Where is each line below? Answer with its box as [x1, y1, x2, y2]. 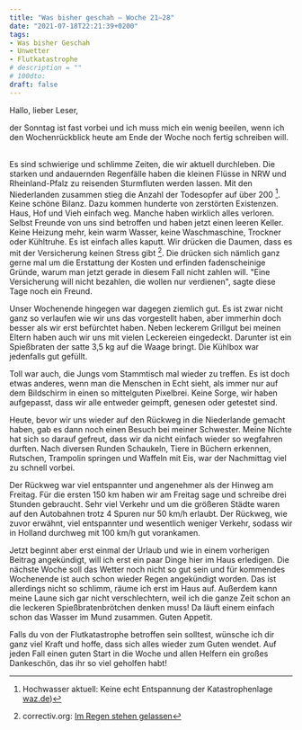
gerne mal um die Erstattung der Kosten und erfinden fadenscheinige [9, 257, 266, 268]
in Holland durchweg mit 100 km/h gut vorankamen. [9, 527, 200, 538]
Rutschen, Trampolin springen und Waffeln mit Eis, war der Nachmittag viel [9, 452, 288, 463]
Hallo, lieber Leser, [9, 104, 79, 115]
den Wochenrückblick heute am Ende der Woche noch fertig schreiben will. [9, 131, 289, 142]
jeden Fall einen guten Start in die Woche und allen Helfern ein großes [9, 648, 269, 659]
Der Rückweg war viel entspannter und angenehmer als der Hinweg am [9, 479, 274, 490]
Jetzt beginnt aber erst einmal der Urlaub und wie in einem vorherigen [9, 545, 270, 556]
